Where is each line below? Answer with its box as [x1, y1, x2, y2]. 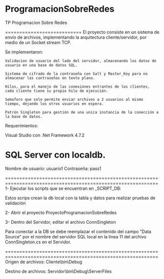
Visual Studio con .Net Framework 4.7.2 [5, 132, 85, 138]
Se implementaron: [5, 49, 43, 55]
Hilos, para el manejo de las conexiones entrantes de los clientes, [5, 84, 150, 89]
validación [5, 200, 26, 206]
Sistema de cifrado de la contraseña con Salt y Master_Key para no [5, 71, 148, 76]
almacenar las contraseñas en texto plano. [5, 75, 95, 80]
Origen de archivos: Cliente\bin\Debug [5, 258, 82, 265]
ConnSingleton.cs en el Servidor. [5, 239, 71, 245]
